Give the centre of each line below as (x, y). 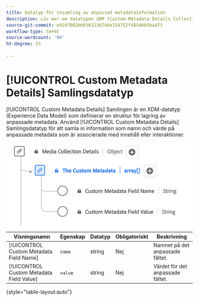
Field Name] (23, 258)
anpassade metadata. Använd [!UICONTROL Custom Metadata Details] (93, 122)
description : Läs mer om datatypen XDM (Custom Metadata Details (88, 19)
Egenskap (73, 237)
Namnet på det (171, 245)
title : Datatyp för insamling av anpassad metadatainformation (86, 12)
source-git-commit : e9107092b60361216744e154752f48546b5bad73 (84, 25)
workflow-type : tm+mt (33, 31)
